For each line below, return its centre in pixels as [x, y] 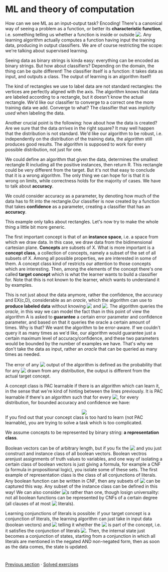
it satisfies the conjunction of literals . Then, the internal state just [75, 531]
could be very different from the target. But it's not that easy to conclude [80, 170]
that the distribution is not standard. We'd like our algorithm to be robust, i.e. [84, 133]
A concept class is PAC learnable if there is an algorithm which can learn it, [83, 386]
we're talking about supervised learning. [47, 50]
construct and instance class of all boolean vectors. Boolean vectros [76, 453]
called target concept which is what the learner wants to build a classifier [81, 274]
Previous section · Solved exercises [42, 564]
